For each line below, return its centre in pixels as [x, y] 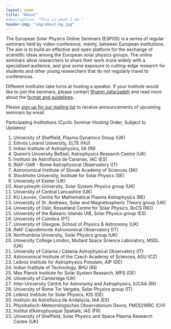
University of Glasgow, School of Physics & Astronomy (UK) [76, 224]
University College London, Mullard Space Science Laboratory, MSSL [86, 240]
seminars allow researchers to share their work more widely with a [76, 60]
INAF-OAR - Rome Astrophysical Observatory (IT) [65, 165]
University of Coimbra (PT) [41, 219]
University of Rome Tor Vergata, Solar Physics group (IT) [73, 289]
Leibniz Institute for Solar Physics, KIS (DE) [58, 295]
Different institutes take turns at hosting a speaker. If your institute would [82, 87]
